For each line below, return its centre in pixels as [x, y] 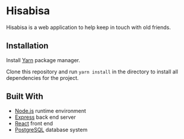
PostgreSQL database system [51, 130]
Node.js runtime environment [50, 111]
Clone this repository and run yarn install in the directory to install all [92, 72]
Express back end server [45, 117]
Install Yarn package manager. [43, 60]
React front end [34, 123]
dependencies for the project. [42, 77]
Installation [27, 46]
